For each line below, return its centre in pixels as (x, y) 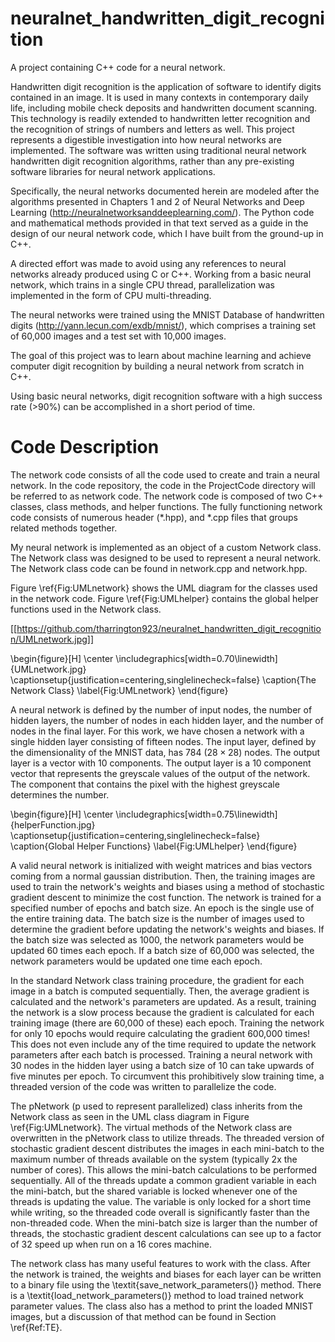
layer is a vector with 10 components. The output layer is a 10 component (161, 763)
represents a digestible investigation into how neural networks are (146, 139)
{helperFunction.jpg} (53, 824)
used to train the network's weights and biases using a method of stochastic (167, 886)
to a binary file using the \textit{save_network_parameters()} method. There (166, 1284)
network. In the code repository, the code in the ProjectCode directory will (163, 485)
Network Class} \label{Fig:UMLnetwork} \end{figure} (119, 690)
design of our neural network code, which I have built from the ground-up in (167, 233)
